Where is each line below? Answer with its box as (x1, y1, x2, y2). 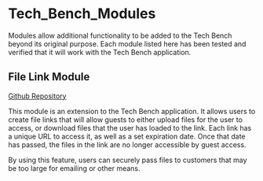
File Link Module (8, 70, 90, 83)
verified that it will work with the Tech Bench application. (8, 47, 192, 57)
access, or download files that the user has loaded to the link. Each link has (8, 123, 252, 132)
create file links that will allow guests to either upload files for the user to (8, 115, 243, 124)
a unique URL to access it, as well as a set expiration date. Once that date (8, 131, 246, 141)
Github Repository (8, 91, 67, 101)
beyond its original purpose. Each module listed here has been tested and (8, 39, 247, 48)
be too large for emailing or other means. (8, 163, 141, 173)
